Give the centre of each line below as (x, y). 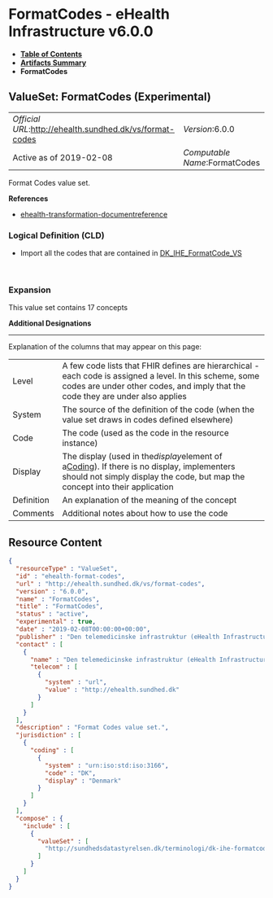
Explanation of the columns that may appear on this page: (105, 347)
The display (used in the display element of (142, 457)
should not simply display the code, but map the (154, 477)
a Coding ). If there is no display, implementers (149, 467)
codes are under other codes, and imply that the (154, 386)
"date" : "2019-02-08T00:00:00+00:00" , (83, 629)
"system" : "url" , (76, 682)
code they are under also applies (124, 396)
